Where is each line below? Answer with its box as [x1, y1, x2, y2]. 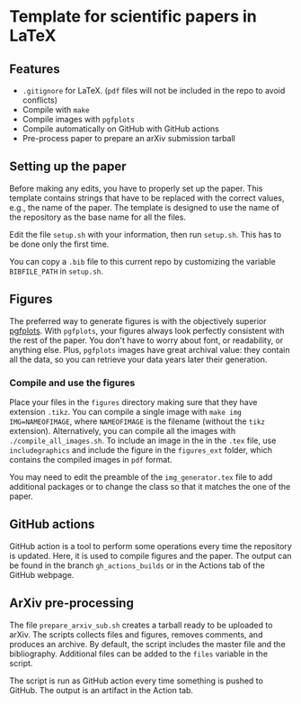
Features [9, 61, 60, 77]
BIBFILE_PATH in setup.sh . [9, 266, 103, 276]
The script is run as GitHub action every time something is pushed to [9, 675, 263, 686]
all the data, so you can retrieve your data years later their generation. [9, 354, 268, 365]
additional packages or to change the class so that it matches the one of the [9, 481, 291, 492]
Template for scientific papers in [9, 6, 258, 27]
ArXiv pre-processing [9, 596, 135, 611]
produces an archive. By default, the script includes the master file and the [9, 638, 286, 649]
